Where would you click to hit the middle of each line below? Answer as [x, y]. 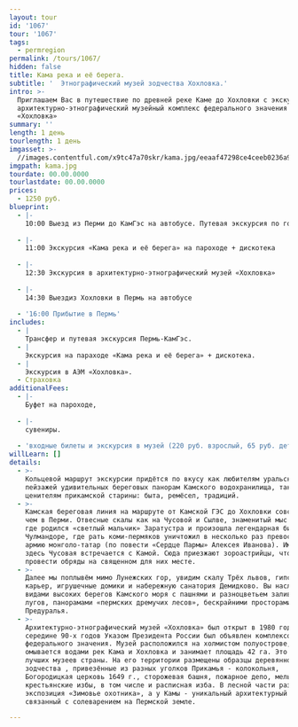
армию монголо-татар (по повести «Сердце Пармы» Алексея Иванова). [152, 545]
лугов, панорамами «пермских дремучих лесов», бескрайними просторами [158, 603]
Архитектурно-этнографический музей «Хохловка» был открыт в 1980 [150, 627]
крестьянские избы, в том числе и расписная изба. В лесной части [150, 685]
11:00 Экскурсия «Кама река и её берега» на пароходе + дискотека [150, 248]
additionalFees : [39, 388]
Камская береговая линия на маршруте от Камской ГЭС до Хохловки [149, 512]
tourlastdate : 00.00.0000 [57, 183]
